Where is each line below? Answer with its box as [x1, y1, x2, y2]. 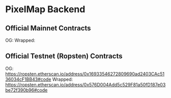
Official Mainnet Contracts [5, 24, 91, 32]
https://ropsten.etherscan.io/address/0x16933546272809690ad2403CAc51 [5, 71, 164, 77]
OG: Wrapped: [5, 37, 36, 43]
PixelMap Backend [5, 4, 85, 15]
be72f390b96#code [5, 87, 48, 93]
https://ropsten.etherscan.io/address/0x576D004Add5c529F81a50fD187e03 [5, 81, 166, 87]
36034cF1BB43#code [5, 76, 51, 82]
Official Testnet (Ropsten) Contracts [5, 52, 123, 60]
